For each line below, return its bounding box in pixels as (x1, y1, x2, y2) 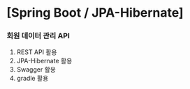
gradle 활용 (16, 74, 49, 83)
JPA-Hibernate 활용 (16, 57, 73, 65)
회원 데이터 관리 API (6, 31, 71, 41)
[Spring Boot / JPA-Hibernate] (6, 5, 184, 21)
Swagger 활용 (16, 65, 57, 74)
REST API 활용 (16, 48, 57, 56)
